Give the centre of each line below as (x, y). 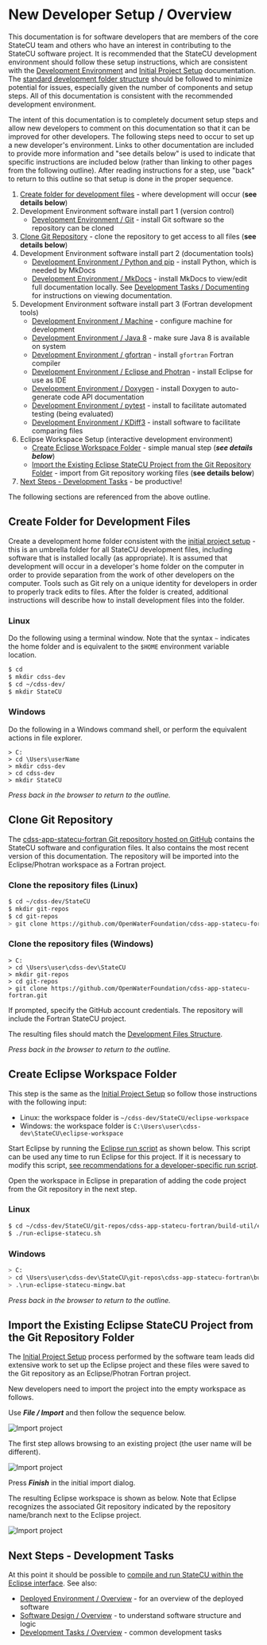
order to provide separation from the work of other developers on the (122, 575)
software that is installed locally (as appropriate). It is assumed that (118, 557)
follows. (21, 1398)
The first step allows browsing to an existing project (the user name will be (130, 1444)
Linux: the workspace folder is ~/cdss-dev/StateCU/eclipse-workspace (134, 1117)
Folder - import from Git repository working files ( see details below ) (143, 473)
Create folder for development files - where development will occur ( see (138, 194)
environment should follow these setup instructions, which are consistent (128, 62)
